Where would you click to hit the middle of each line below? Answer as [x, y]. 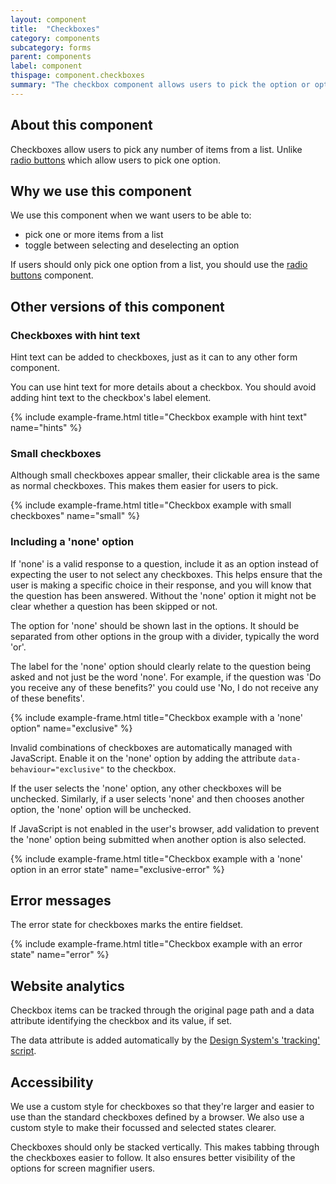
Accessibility [52, 1082]
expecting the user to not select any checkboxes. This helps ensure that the [166, 574]
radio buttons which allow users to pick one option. [116, 160]
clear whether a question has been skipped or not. [114, 606]
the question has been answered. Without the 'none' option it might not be [163, 595]
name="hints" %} [46, 428]
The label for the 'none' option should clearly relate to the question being [161, 666]
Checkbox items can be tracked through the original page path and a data [162, 1010]
